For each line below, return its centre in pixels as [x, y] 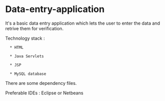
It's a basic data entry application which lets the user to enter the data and [83, 23]
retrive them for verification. [34, 28]
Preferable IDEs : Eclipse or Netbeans [44, 93]
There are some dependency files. [41, 83]
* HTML [17, 47]
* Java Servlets [27, 56]
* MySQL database [28, 74]
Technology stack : [25, 38]
